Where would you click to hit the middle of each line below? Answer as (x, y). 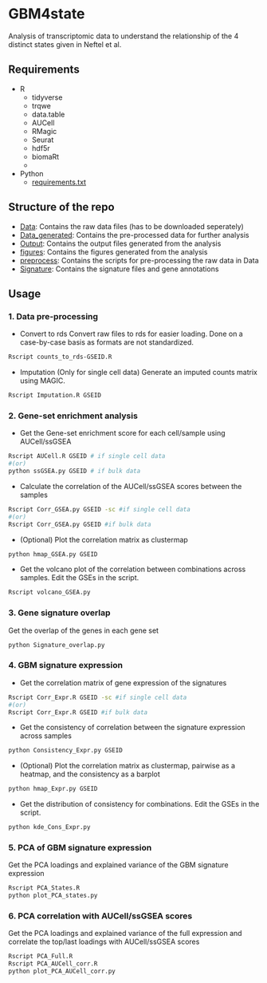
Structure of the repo (61, 207)
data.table (48, 114)
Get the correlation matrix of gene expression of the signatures (123, 682)
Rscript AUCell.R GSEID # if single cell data (87, 456)
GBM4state (47, 14)
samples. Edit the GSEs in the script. (79, 578)
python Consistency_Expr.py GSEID (66, 751)
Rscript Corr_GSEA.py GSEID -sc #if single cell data (100, 509)
